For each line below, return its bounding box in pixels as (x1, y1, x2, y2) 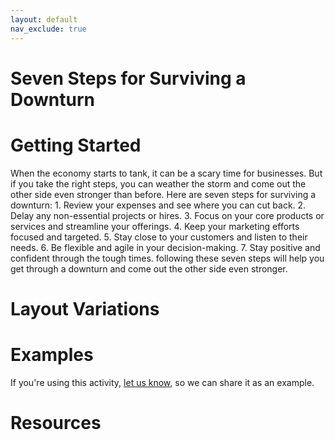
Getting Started (10, 134, 142, 156)
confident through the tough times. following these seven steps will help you (10, 252, 325, 264)
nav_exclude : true (10, 24, 87, 34)
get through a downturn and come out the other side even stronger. (10, 262, 288, 275)
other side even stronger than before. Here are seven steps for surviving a (10, 188, 317, 200)
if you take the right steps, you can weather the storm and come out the (10, 177, 307, 190)
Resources (10, 411, 102, 434)
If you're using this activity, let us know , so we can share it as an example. (10, 376, 315, 388)
